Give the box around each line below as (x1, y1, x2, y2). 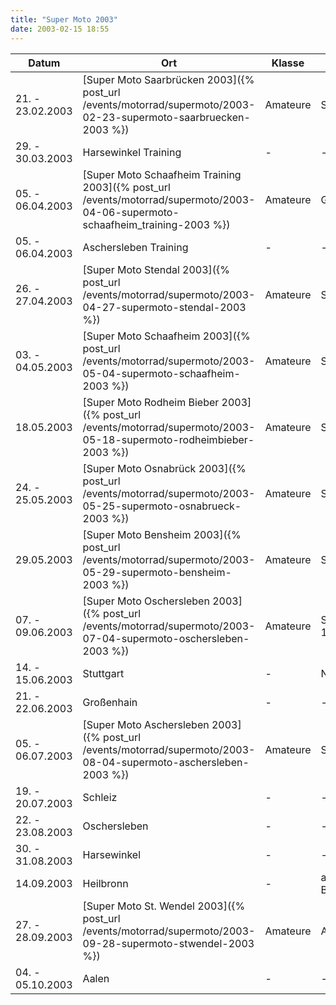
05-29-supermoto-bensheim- (82, 565, 232, 579)
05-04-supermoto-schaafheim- (82, 366, 241, 380)
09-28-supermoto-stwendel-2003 (82, 936, 255, 950)
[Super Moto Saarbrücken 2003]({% (82, 72, 255, 86)
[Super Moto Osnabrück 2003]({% (82, 461, 247, 475)
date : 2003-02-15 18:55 (10, 24, 110, 34)
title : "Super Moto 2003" (10, 14, 118, 25)
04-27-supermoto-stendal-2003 (82, 300, 247, 314)
